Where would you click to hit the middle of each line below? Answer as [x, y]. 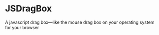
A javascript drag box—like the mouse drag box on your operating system [80, 22]
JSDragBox [29, 9]
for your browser [22, 27]
